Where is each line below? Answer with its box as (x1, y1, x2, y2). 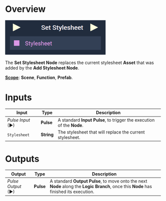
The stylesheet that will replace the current (57, 129, 145, 135)
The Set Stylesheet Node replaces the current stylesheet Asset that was (5, 60, 154, 66)
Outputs (5, 153, 40, 164)
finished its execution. (49, 189, 95, 195)
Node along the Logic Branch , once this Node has (49, 184, 152, 190)
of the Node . (57, 122, 83, 128)
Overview (5, 3, 46, 15)
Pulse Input (7, 117, 31, 123)
